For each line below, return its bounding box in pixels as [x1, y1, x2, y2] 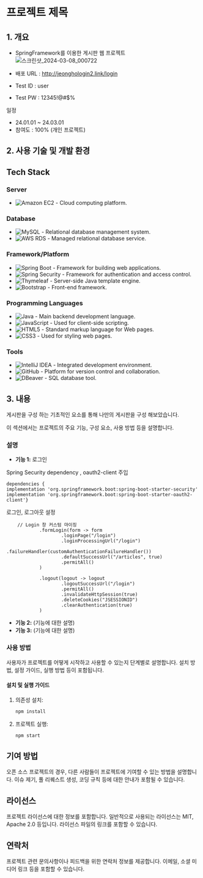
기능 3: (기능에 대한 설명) [15, 627, 75, 634]
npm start [15, 732, 41, 738]
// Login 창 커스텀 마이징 [17, 522, 77, 528]
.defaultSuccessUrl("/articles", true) [61, 554, 163, 560]
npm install [15, 708, 46, 715]
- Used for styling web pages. [37, 332, 113, 340]
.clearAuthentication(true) [61, 602, 133, 609]
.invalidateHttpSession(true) [61, 592, 138, 598]
